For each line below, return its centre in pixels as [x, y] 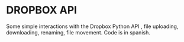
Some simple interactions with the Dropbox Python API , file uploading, [92, 26]
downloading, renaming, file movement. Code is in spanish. [78, 32]
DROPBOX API [42, 10]
